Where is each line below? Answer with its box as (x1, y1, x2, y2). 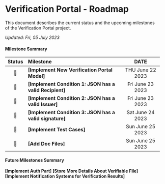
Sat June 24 (126, 109, 155, 116)
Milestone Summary (5, 46, 48, 52)
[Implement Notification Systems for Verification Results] (5, 173, 125, 179)
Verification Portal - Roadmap (5, 3, 129, 15)
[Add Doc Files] (27, 140, 65, 147)
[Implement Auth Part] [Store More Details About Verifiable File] (5, 168, 138, 174)
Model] (27, 73, 45, 80)
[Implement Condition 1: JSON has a (27, 81, 115, 88)
